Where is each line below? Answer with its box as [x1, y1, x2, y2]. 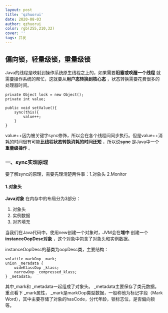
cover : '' [5, 31, 26, 36]
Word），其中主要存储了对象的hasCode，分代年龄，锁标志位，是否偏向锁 [5, 296, 155, 302]
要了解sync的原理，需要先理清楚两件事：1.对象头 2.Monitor [5, 171, 127, 177]
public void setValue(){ [5, 105, 57, 111]
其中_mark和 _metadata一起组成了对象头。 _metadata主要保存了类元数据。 [5, 283, 159, 289]
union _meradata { [5, 261, 43, 266]
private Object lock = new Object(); [5, 92, 84, 97]
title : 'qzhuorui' [5, 12, 43, 17]
